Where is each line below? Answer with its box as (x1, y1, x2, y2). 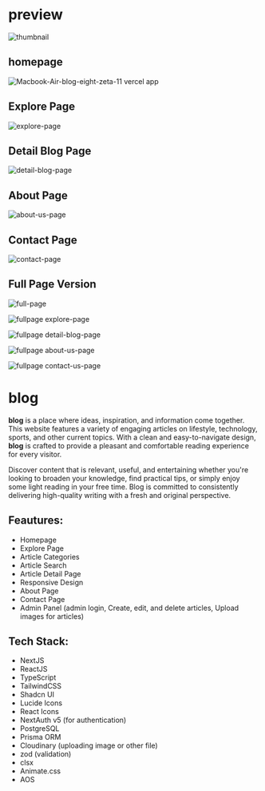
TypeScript (19, 673, 57, 682)
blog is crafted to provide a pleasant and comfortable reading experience (8, 440, 250, 450)
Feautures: (8, 514, 64, 528)
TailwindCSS (19, 681, 62, 691)
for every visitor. (8, 449, 62, 459)
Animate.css (19, 766, 61, 776)
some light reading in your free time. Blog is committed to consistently (8, 482, 239, 492)
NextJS (19, 656, 45, 665)
